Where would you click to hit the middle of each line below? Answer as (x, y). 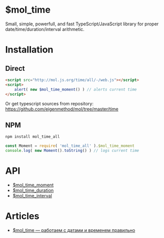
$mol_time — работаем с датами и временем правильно (74, 230)
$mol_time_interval (32, 195)
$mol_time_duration (33, 190)
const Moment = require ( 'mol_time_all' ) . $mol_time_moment (70, 146)
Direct (15, 68)
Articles (22, 216)
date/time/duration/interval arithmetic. (45, 29)
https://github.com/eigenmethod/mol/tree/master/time (62, 109)
